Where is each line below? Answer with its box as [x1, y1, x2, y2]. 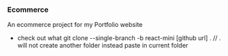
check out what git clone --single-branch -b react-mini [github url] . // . [17, 34, 221, 42]
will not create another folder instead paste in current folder [17, 41, 189, 50]
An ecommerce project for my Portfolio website [7, 21, 143, 29]
